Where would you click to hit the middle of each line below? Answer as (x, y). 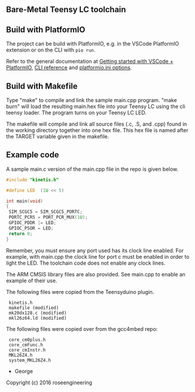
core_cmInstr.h (27, 350)
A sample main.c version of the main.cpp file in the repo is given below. (92, 169)
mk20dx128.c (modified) (38, 313)
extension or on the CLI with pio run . (51, 50)
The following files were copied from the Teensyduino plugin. (80, 292)
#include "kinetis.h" (33, 180)
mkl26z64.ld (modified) (38, 318)
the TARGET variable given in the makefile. (58, 137)
